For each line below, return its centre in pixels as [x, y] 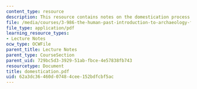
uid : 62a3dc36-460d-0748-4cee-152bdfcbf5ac [60, 77]
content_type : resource [35, 11]
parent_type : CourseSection [40, 55]
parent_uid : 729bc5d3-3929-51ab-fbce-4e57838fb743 [69, 60]
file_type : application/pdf [40, 28]
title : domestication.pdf [38, 71]
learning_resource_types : [38, 33]
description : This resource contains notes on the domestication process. [99, 17]
